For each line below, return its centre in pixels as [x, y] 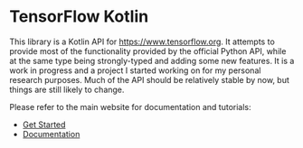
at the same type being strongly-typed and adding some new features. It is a [152, 60]
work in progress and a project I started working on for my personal [135, 70]
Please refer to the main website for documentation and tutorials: [130, 106]
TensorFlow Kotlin [79, 17]
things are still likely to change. [67, 89]
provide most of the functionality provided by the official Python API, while [148, 51]
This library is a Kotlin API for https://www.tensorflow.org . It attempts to [142, 42]
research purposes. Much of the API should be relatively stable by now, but [149, 79]
